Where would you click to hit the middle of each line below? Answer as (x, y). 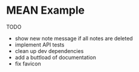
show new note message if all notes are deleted (74, 38)
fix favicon (28, 64)
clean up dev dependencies (49, 51)
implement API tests (40, 45)
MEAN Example (46, 10)
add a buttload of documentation (55, 57)
